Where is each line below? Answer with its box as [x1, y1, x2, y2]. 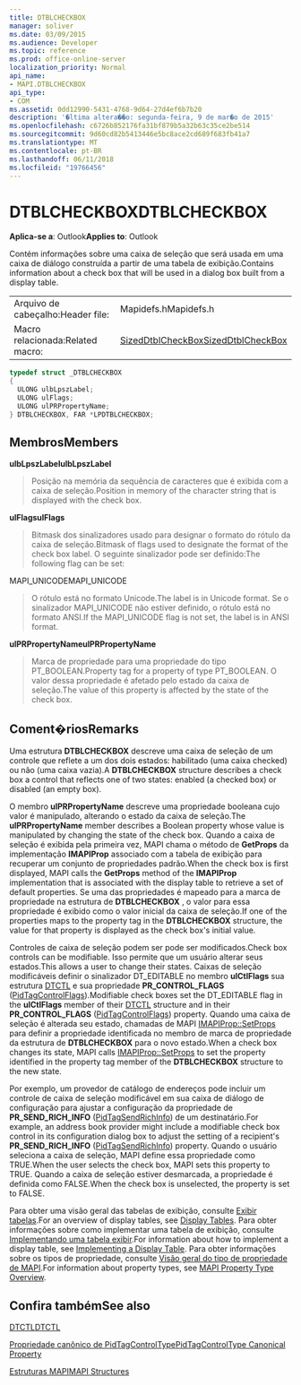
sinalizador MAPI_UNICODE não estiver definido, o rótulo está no [30, 602, 271, 614]
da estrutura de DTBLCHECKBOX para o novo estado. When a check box [9, 1037, 278, 1048]
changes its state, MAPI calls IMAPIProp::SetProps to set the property [9, 1047, 266, 1058]
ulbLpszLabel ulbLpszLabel [9, 459, 112, 469]
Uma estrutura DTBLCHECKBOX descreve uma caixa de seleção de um [9, 745, 273, 757]
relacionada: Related [13, 334, 98, 347]
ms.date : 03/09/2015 [9, 30, 87, 39]
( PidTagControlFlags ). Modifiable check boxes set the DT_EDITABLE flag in [9, 990, 284, 1001]
